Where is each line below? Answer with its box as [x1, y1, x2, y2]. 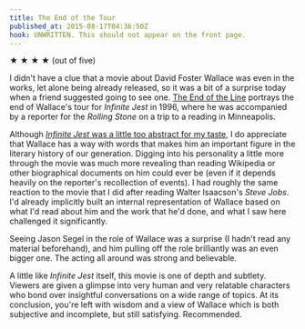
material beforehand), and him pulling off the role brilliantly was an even [9, 243, 280, 254]
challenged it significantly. [9, 215, 107, 227]
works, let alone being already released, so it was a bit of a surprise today [9, 83, 287, 94]
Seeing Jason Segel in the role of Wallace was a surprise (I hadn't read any [9, 234, 291, 244]
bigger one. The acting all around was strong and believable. [9, 253, 237, 264]
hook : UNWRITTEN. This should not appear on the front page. [9, 30, 247, 39]
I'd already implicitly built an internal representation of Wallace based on [9, 196, 280, 207]
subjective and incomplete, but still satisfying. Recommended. [9, 309, 243, 320]
